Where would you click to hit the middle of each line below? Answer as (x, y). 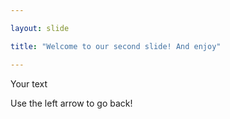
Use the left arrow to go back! (71, 103)
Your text (29, 83)
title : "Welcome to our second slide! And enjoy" (116, 46)
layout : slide (40, 28)
